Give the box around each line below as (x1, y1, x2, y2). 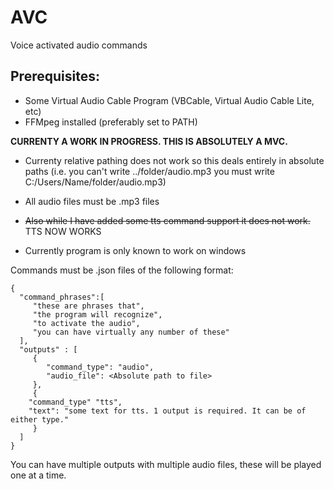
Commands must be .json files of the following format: (10, 264, 234, 276)
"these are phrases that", (32, 301, 145, 311)
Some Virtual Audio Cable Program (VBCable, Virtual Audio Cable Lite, (24, 94, 315, 106)
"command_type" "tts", (28, 397, 123, 407)
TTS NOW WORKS (24, 225, 102, 237)
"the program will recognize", (32, 309, 163, 320)
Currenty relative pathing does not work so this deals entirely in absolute (24, 154, 325, 166)
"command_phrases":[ (19, 292, 105, 302)
